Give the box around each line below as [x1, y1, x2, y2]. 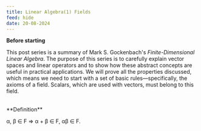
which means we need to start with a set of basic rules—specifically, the [6, 74, 188, 82]
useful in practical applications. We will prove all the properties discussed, [6, 68, 192, 76]
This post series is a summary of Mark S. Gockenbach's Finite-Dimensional [6, 49, 195, 56]
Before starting [6, 37, 46, 44]
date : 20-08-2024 [6, 20, 50, 26]
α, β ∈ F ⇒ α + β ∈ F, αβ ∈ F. [6, 118, 81, 125]
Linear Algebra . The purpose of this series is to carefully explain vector [6, 55, 185, 63]
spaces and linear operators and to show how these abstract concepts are [6, 62, 192, 69]
